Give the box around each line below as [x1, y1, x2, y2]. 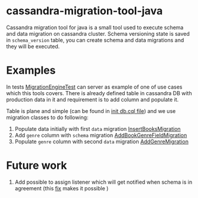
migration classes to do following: [6, 114, 89, 121]
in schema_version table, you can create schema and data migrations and [6, 36, 184, 43]
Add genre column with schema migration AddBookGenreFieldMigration [14, 131, 187, 139]
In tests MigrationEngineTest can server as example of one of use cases [6, 83, 183, 90]
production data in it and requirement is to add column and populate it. [6, 96, 179, 103]
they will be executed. [6, 43, 60, 50]
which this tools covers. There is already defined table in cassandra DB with [6, 89, 192, 96]
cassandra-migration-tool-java [6, 4, 163, 18]
